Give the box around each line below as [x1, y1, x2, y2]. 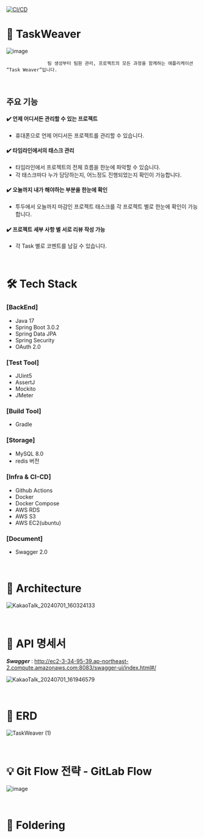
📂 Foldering [6, 818, 65, 832]
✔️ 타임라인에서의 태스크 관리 [6, 147, 75, 154]
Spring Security [15, 336, 55, 344]
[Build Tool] [6, 406, 42, 415]
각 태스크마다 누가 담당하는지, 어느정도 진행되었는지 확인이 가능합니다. [15, 171, 182, 178]
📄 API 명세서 [6, 637, 66, 651]
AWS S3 [15, 512, 37, 520]
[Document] [6, 534, 43, 543]
